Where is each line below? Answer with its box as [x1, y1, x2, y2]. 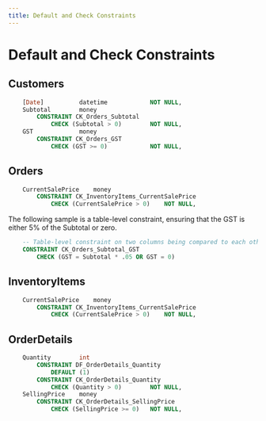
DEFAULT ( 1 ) [50, 368, 90, 377]
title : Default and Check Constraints [8, 11, 136, 20]
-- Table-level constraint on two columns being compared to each [22, 239, 246, 247]
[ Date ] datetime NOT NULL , [22, 98, 182, 106]
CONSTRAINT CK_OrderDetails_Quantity [36, 376, 161, 384]
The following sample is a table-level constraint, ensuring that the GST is [8, 215, 245, 224]
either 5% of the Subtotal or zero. [8, 223, 117, 232]
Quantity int [22, 354, 90, 362]
